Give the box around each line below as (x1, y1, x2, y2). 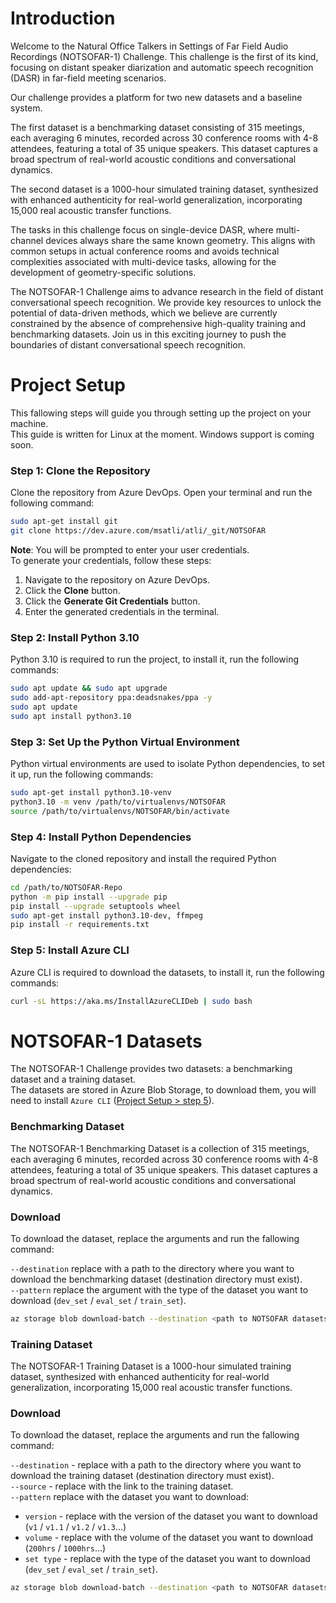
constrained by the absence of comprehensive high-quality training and (10, 317, 307, 329)
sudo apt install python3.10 (10, 711, 132, 721)
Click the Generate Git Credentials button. (24, 595, 201, 607)
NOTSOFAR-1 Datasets (10, 1030, 203, 1052)
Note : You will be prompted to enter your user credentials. (10, 543, 250, 556)
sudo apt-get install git (10, 517, 118, 527)
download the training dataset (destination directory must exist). (10, 1470, 275, 1482)
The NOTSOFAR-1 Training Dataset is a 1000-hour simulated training (10, 1360, 292, 1372)
